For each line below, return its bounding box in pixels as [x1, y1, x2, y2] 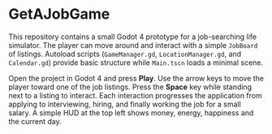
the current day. [8, 116, 63, 126]
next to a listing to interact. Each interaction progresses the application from [8, 90, 262, 100]
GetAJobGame [8, 5, 110, 24]
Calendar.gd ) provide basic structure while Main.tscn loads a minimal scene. [8, 58, 264, 67]
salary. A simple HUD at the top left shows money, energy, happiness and [8, 107, 254, 118]
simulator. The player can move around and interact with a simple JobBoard [8, 40, 258, 50]
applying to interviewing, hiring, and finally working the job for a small [8, 99, 241, 109]
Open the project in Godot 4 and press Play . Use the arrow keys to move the [8, 73, 264, 83]
